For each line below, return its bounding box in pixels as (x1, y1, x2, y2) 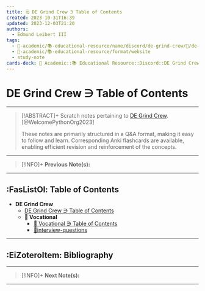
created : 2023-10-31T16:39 (6, 15, 75, 21)
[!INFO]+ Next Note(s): (21, 272, 80, 279)
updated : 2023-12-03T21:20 (6, 20, 75, 26)
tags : (6, 37, 20, 43)
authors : (6, 26, 29, 32)
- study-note (12, 54, 45, 60)
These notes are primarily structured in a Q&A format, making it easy (21, 131, 194, 138)
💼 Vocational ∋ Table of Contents (33, 220, 118, 228)
